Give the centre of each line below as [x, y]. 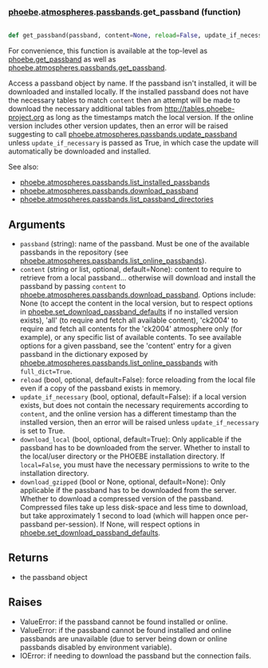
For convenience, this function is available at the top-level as [108, 51]
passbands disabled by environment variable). [96, 647]
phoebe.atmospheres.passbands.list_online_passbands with [118, 362]
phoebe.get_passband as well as [62, 59]
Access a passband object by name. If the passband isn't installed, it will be [133, 83]
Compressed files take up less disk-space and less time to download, [134, 507]
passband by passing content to [73, 286]
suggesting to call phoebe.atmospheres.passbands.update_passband [123, 134]
